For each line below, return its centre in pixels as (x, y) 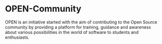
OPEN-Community (43, 9)
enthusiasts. (17, 37)
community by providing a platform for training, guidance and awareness (78, 27)
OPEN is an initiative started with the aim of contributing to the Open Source (81, 22)
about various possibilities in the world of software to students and (72, 32)
